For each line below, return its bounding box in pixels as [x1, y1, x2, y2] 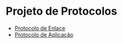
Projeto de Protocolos [5, 4, 118, 18]
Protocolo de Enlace [14, 24, 65, 32]
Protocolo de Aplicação [14, 31, 74, 38]
